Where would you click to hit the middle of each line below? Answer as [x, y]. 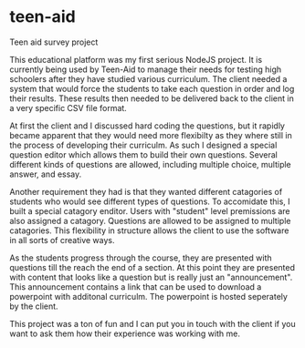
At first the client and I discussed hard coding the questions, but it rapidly [147, 126]
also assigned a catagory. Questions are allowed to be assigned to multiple [150, 220]
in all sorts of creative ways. [63, 240]
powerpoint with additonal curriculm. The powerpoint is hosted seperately [148, 296]
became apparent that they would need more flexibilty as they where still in [151, 135]
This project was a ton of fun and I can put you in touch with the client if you [152, 323]
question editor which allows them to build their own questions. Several [144, 154]
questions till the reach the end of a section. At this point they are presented [152, 267]
